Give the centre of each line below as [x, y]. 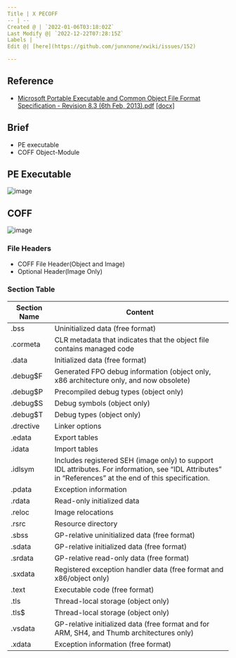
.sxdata [23, 574]
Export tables [76, 437]
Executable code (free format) [104, 590]
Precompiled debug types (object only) [119, 391]
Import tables [76, 449]
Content [140, 312]
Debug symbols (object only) [102, 403]
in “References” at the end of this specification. [132, 478]
